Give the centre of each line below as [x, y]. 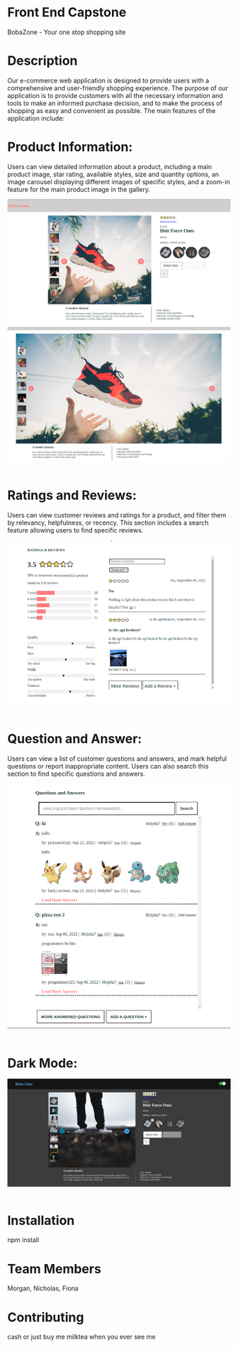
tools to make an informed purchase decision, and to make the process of [115, 103]
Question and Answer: [75, 739]
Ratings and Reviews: [72, 496]
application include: [36, 118]
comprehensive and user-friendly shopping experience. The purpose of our [118, 88]
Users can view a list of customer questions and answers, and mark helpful [117, 759]
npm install [23, 1240]
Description [42, 61]
